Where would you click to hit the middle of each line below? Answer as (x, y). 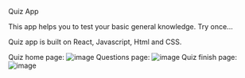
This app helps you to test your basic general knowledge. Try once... (121, 26)
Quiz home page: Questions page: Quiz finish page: (122, 57)
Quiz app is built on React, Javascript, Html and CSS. (95, 42)
